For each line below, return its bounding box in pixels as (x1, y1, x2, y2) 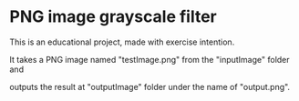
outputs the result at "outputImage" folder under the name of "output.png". (9, 81, 290, 92)
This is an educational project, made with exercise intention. (9, 36, 235, 47)
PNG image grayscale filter (9, 6, 217, 27)
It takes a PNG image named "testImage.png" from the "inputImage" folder (9, 54, 290, 65)
